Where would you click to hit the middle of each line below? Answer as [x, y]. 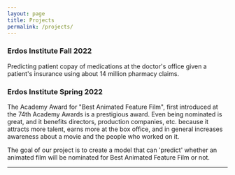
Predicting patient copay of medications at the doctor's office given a [107, 66]
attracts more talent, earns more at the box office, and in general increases [115, 129]
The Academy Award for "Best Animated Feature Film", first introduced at [113, 107]
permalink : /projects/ [40, 26]
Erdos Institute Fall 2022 [50, 51]
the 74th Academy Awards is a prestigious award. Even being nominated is [115, 114]
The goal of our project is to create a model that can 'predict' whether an [112, 150]
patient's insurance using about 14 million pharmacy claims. [93, 73]
